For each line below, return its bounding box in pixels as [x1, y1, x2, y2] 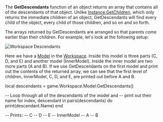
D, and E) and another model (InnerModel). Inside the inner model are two [5, 58, 153, 64]
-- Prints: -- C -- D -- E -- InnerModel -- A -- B [5, 112, 98, 118]
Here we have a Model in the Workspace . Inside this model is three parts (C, [5, 53, 158, 59]
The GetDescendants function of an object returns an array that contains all [5, 4, 158, 10]
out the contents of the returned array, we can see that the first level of [5, 69, 147, 74]
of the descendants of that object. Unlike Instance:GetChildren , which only [5, 9, 155, 15]
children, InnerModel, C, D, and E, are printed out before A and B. [5, 74, 136, 79]
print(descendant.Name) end [5, 103, 63, 108]
